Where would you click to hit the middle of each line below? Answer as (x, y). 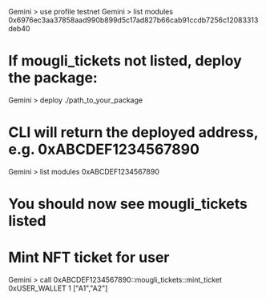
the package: (53, 78)
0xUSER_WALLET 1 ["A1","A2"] (58, 288)
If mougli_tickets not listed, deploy (125, 61)
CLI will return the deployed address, (133, 132)
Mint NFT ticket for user (89, 257)
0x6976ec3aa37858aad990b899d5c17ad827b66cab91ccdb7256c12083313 (133, 20)
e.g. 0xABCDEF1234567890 (104, 149)
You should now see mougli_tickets (128, 204)
